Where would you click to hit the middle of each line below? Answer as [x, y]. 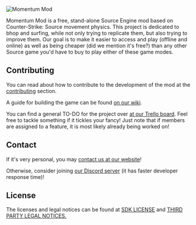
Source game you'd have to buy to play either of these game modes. [90, 52]
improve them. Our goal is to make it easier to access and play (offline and [97, 39]
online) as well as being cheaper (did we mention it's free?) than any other [97, 45]
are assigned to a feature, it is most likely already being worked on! [88, 126]
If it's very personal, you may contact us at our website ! [74, 159]
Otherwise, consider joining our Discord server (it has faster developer [92, 171]
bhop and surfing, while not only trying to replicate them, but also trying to [97, 33]
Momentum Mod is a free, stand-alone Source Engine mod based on [90, 20]
